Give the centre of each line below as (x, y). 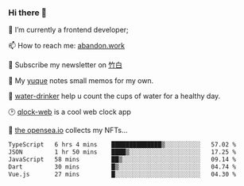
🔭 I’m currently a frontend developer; (68, 30)
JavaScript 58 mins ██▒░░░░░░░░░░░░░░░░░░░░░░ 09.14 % (122, 160)
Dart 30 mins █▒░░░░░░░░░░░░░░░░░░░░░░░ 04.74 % (122, 167)
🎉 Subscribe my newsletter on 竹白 (66, 65)
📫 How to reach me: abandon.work (67, 46)
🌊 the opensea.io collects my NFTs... (68, 131)
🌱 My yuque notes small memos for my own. (81, 81)
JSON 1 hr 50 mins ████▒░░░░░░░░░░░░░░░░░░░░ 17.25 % (122, 152)
